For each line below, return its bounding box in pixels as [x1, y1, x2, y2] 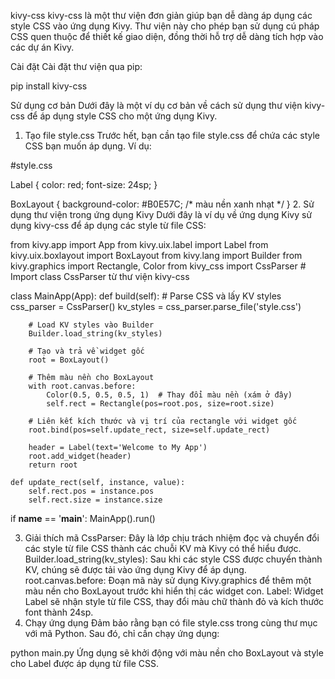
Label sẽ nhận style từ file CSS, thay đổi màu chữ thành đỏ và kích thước [24, 596, 325, 607]
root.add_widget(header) [28, 451, 132, 461]
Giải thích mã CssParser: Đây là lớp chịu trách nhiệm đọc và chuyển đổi [24, 532, 320, 544]
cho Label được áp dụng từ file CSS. [10, 658, 160, 669]
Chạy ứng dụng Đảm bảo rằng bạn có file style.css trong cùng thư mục [24, 617, 318, 629]
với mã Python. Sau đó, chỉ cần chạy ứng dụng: [24, 628, 220, 639]
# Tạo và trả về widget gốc [28, 346, 145, 356]
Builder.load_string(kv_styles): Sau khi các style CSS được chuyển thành [24, 553, 323, 565]
